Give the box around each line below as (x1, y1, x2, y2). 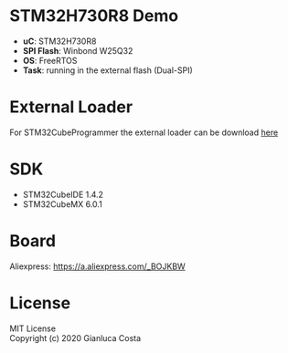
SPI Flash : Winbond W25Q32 (22, 45, 133, 56)
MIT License (9, 323, 57, 334)
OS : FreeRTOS (22, 55, 78, 66)
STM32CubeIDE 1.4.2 (22, 189, 103, 200)
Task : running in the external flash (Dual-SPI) (22, 65, 194, 76)
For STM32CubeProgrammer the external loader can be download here (9, 127, 279, 138)
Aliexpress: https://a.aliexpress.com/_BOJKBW (9, 261, 186, 272)
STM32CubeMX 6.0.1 (22, 198, 102, 210)
